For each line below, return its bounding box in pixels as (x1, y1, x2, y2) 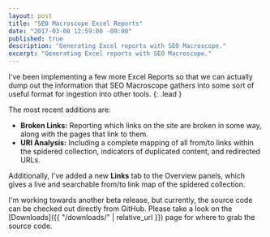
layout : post (8, 11, 53, 20)
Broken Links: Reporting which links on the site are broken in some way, (19, 121, 262, 130)
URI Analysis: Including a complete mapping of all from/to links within (19, 138, 254, 147)
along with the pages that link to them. (19, 129, 148, 139)
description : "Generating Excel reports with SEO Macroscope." (8, 42, 227, 50)
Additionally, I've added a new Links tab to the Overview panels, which (8, 171, 246, 180)
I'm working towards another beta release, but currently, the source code (8, 196, 253, 205)
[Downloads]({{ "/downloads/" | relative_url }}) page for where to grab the (8, 213, 255, 222)
